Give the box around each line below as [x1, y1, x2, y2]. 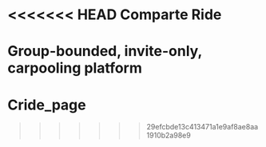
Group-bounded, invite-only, [7, 42, 203, 61]
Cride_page [7, 96, 86, 113]
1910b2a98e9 [146, 130, 191, 141]
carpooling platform [7, 59, 143, 77]
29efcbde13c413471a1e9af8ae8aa [146, 122, 259, 132]
